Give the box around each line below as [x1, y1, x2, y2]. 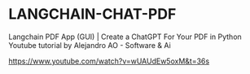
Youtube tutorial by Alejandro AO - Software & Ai [8, 40, 171, 50]
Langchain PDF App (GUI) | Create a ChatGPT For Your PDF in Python [8, 32, 242, 41]
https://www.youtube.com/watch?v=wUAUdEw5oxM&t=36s [8, 56, 210, 66]
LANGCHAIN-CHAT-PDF [8, 5, 177, 24]
